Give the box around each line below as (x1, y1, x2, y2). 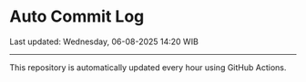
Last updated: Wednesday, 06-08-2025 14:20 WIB (9, 36, 199, 47)
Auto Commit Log (9, 6, 145, 27)
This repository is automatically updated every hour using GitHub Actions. (9, 61, 287, 73)
